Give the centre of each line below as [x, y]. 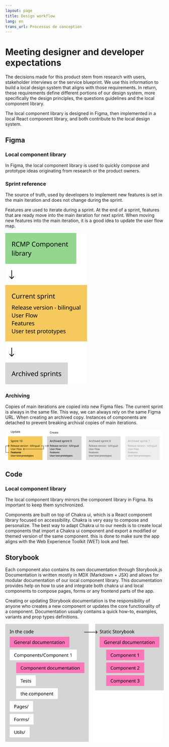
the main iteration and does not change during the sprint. [64, 200]
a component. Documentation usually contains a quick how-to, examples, [81, 611]
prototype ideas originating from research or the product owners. [73, 170]
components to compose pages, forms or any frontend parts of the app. [80, 591]
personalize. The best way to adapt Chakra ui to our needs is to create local [83, 526]
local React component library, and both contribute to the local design [77, 119]
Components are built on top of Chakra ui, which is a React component [79, 515]
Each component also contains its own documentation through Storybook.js [84, 569]
